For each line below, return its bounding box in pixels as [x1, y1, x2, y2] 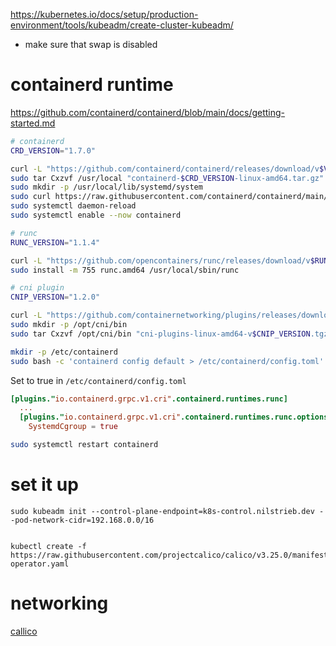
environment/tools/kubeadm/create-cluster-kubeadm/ [10, 19, 234, 31]
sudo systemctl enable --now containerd [10, 210, 182, 221]
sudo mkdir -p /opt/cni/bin [10, 320, 128, 330]
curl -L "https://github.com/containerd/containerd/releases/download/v [10, 164, 320, 174]
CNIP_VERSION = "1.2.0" [10, 292, 101, 303]
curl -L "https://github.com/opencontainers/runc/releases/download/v [10, 255, 311, 266]
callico [10, 625, 38, 637]
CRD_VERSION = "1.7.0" [10, 145, 97, 156]
